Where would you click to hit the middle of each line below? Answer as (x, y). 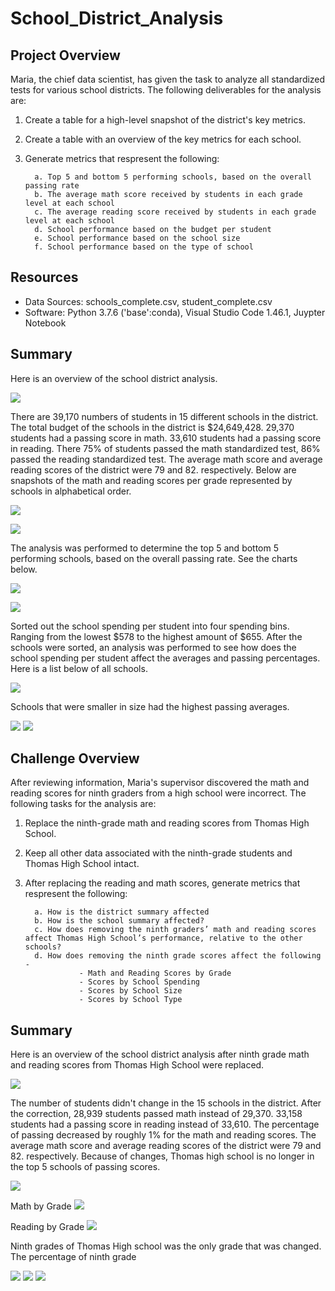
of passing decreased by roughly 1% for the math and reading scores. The (163, 1135)
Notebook (45, 323)
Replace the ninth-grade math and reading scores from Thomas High (167, 823)
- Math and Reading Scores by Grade (155, 973)
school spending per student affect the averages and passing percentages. (165, 658)
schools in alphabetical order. (71, 491)
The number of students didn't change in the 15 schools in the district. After (166, 1103)
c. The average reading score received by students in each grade (175, 212)
